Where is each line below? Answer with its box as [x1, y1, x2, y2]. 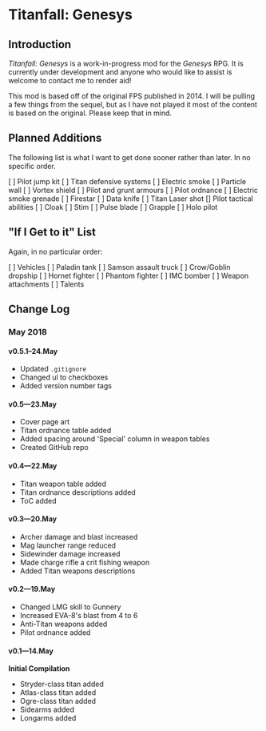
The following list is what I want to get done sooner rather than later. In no [8, 152, 251, 162]
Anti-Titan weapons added [19, 619, 108, 629]
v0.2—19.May [8, 584, 56, 594]
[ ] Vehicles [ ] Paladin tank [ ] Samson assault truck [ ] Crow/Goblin [8, 262, 231, 271]
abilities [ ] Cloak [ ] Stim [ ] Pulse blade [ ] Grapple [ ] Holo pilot [8, 202, 218, 211]
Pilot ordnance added [19, 627, 91, 637]
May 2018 [8, 326, 48, 337]
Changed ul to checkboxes [19, 372, 109, 382]
